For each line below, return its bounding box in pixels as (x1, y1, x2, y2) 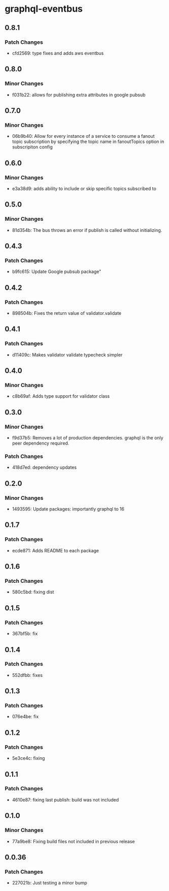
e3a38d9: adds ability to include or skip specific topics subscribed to (12, 185, 156, 191)
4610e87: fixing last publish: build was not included (12, 796, 119, 803)
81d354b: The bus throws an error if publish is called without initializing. (12, 227, 162, 233)
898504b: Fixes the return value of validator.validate (12, 310, 122, 316)
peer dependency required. (12, 440, 69, 447)
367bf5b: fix (12, 631, 38, 637)
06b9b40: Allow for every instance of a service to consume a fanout (12, 133, 155, 139)
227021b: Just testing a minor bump (12, 880, 88, 886)
